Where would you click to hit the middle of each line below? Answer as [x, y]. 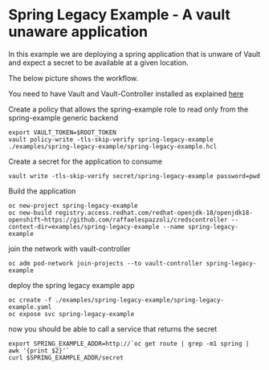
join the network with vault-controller [69, 248]
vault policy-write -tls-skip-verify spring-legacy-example [111, 139]
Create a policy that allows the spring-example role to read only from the [128, 109]
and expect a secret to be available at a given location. [98, 63]
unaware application [78, 32]
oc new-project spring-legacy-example [73, 205]
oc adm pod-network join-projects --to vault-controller [106, 263]
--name [173, 226]
